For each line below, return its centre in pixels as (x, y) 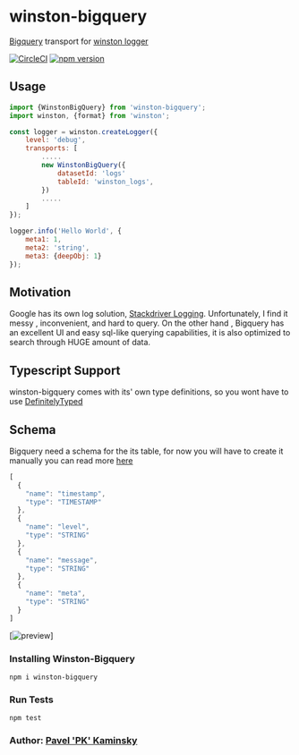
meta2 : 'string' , (58, 248)
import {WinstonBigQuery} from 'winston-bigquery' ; (107, 107)
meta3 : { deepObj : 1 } (64, 256)
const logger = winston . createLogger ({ (84, 131)
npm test (26, 718)
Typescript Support (65, 370)
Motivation (40, 292)
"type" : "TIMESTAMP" (64, 502)
